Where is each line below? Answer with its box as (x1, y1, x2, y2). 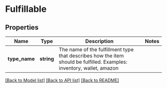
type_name (7, 55, 35, 62)
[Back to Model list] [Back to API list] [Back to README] (5, 78, 119, 83)
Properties (5, 23, 39, 32)
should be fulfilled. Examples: (59, 58, 128, 65)
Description (85, 38, 114, 44)
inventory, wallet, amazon (59, 65, 119, 71)
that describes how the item (59, 52, 124, 59)
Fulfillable (5, 3, 47, 15)
